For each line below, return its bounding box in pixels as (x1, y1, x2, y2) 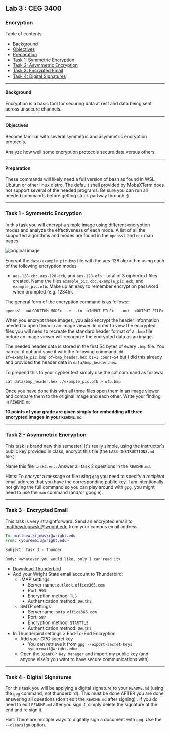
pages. (5, 238, 20, 244)
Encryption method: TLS (27, 593, 77, 599)
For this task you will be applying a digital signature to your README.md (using (5, 685, 164, 691)
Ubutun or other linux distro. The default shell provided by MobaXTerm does (5, 182, 164, 188)
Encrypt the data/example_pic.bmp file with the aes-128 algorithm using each (5, 257, 164, 263)
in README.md (5, 398, 31, 405)
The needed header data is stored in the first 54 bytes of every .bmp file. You (5, 343, 165, 349)
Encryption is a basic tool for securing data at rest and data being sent (5, 100, 152, 106)
